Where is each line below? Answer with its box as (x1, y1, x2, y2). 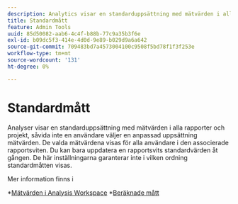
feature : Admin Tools (7, 23, 72, 30)
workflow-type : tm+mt (7, 50, 72, 57)
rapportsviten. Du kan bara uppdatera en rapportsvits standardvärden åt (7, 146, 218, 154)
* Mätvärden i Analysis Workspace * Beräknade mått (7, 188, 159, 197)
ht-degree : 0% (7, 63, 50, 70)
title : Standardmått (7, 17, 69, 24)
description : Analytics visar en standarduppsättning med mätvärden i (7, 10, 220, 18)
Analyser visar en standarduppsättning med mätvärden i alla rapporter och (7, 123, 225, 132)
